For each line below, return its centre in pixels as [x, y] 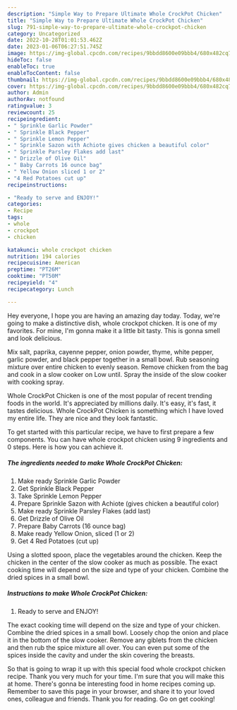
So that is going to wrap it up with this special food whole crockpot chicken [116, 668]
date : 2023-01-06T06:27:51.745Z [55, 47]
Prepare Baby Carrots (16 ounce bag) [72, 526]
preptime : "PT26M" [34, 269]
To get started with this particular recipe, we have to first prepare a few [111, 431]
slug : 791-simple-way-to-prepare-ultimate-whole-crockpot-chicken [107, 27]
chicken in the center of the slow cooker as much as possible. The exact [113, 562]
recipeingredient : [34, 119]
